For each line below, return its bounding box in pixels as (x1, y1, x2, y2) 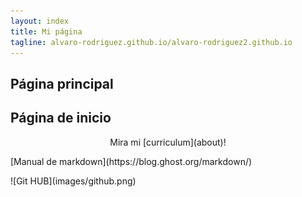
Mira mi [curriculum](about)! (109, 136, 227, 148)
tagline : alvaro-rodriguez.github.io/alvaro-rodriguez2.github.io (10, 37, 293, 47)
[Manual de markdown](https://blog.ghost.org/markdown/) (10, 155, 253, 167)
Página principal (10, 75, 114, 92)
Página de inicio (10, 110, 112, 127)
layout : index (10, 16, 70, 26)
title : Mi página (10, 26, 83, 37)
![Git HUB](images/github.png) (10, 175, 137, 187)
